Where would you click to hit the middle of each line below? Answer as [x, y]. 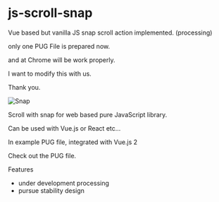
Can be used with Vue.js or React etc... [64, 128]
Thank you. [24, 87]
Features [21, 169]
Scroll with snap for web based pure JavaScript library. [88, 114]
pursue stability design [51, 190]
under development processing [64, 183]
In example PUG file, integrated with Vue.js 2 [73, 142]
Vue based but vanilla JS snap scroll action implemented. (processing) [110, 32]
